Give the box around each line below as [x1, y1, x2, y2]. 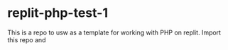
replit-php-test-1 [7, 5, 109, 21]
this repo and [7, 35, 46, 44]
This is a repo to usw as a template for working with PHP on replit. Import [7, 28, 222, 37]
